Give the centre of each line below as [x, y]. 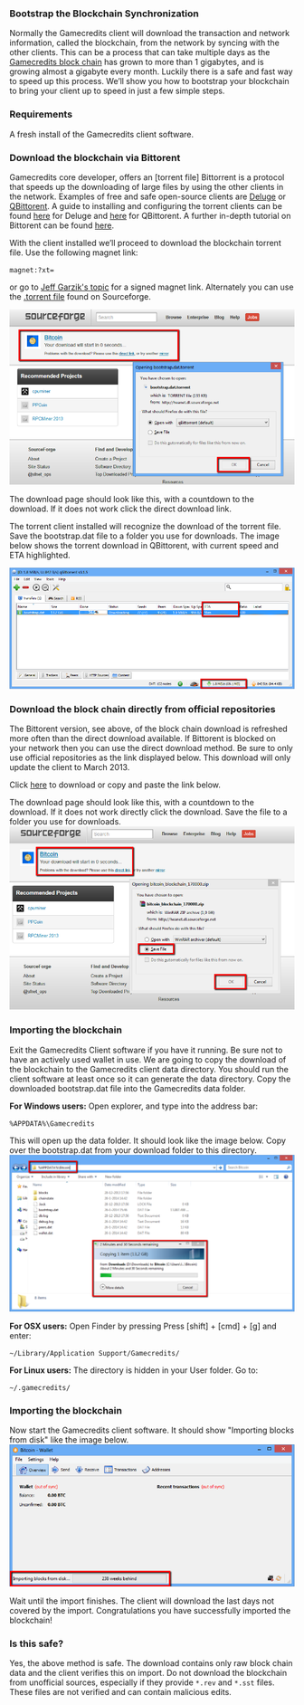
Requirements [41, 114]
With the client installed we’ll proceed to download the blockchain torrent [146, 243]
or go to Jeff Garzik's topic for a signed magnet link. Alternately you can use [152, 287]
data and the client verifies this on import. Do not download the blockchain [148, 1673]
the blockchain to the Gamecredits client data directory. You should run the [149, 1069]
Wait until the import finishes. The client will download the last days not [142, 1601]
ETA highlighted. [40, 555]
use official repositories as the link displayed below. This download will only [150, 757]
